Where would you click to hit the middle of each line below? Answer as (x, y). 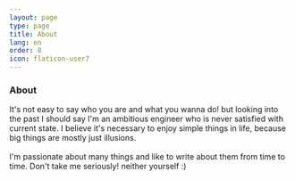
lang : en (25, 42)
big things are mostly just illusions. (73, 138)
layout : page (34, 17)
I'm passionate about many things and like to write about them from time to (147, 157)
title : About (34, 34)
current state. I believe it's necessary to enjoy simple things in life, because (147, 128)
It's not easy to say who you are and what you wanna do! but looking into (144, 110)
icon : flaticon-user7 (50, 59)
